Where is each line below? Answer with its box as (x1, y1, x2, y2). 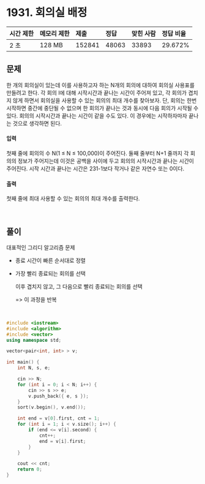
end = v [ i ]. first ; (39, 438, 86, 444)
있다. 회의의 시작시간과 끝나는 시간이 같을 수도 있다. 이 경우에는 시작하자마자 (6, 112, 188, 119)
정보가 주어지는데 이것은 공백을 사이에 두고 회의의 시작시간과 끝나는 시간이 (17, 157, 195, 164)
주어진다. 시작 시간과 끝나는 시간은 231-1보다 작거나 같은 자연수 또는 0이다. (6, 165, 185, 172)
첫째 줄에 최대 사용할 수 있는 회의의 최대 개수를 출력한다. (6, 195, 140, 202)
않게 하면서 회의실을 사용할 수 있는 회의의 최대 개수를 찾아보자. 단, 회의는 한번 (12, 96, 197, 104)
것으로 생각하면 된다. (12, 119, 62, 127)
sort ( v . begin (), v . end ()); (17, 404, 86, 410)
